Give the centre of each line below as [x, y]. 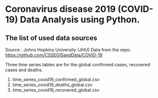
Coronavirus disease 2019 [61, 9]
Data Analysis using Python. [80, 20]
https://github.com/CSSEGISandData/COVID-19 [54, 55]
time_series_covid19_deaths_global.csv [52, 85]
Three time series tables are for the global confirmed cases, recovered [78, 65]
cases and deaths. [24, 70]
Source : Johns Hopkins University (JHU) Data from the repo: [68, 50]
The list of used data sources [51, 38]
